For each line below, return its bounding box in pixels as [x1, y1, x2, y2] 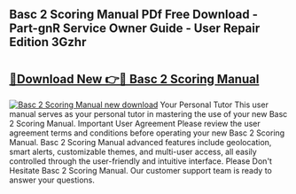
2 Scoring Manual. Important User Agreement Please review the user [9, 119, 261, 128]
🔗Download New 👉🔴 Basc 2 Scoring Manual [9, 71, 260, 87]
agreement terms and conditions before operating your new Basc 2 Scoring [9, 128, 285, 138]
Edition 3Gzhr [9, 35, 87, 50]
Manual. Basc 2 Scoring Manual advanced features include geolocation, [9, 137, 272, 147]
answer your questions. [9, 175, 96, 185]
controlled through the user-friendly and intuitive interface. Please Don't [9, 156, 273, 167]
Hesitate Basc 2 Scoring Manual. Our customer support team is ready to [9, 166, 273, 175]
